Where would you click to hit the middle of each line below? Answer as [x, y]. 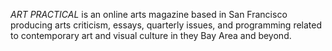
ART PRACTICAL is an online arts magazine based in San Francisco [149, 14]
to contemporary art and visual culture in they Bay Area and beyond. [151, 35]
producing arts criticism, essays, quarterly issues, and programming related [166, 25]
